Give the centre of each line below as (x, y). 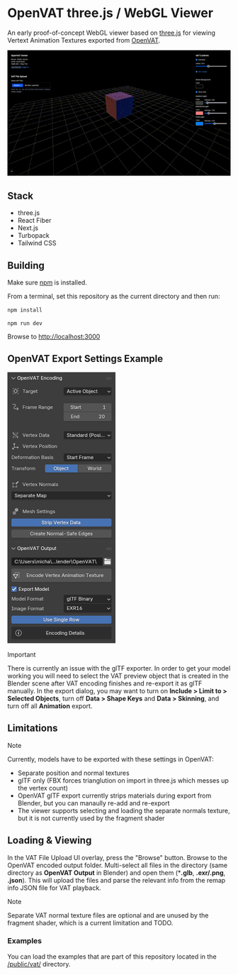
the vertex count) (43, 788)
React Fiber (34, 221)
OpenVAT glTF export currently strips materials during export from (114, 795)
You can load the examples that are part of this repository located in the (112, 957)
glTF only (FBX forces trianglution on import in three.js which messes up (123, 780)
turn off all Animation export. (50, 706)
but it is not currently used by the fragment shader (91, 818)
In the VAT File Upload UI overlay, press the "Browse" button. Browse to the (118, 857)
